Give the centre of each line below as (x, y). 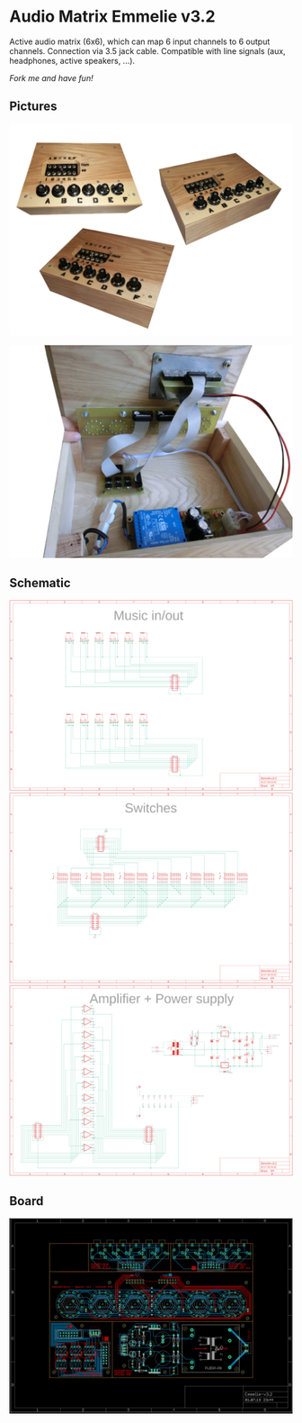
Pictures (33, 107)
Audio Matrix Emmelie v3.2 (112, 17)
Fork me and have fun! (51, 77)
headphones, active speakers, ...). (72, 60)
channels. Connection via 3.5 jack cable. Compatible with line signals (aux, (147, 50)
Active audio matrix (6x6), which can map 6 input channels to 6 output (140, 41)
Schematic (40, 583)
